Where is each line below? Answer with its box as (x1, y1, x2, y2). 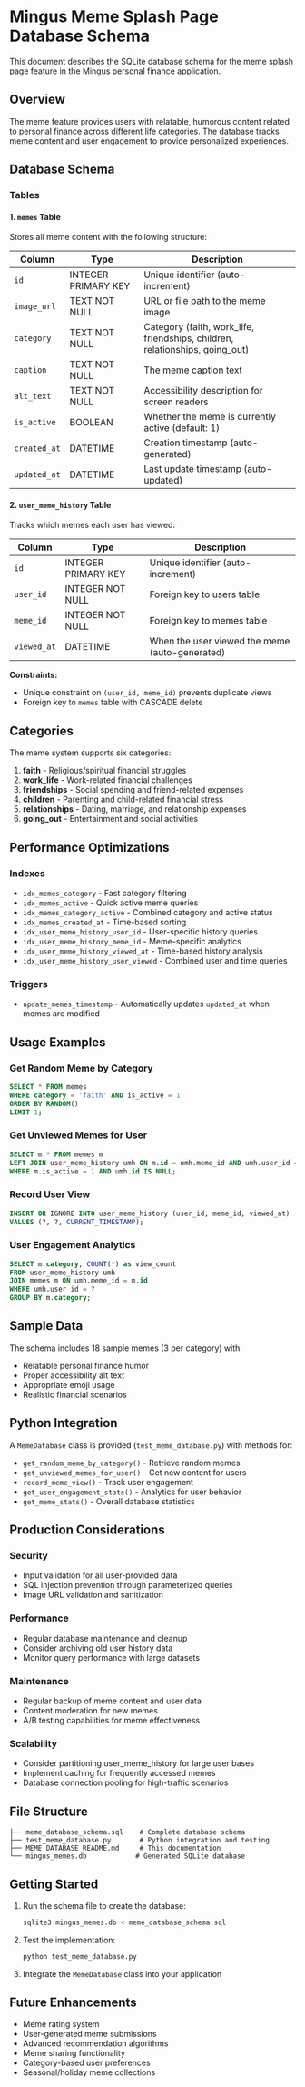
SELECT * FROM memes (9, 1082, 88, 1092)
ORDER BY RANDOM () (9, 1099, 79, 1108)
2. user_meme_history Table (9, 499, 112, 510)
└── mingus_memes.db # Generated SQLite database (9, 1852, 246, 1861)
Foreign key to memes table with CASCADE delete (22, 697, 203, 708)
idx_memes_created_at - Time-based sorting (22, 916, 187, 927)
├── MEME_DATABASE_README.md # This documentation (9, 1843, 221, 1853)
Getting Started (9, 1876, 99, 1892)
